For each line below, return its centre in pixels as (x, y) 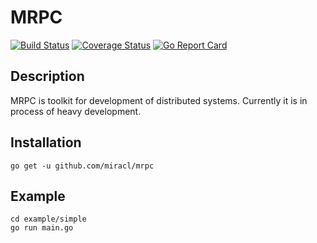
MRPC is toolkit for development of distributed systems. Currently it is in (159, 100)
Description (47, 76)
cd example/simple (48, 219)
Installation (46, 142)
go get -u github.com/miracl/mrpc (82, 166)
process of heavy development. (76, 111)
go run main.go (42, 228)
